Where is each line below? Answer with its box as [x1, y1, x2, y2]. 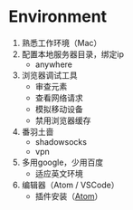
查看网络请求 [34, 92, 83, 103]
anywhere [34, 59, 73, 70]
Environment [8, 6, 108, 27]
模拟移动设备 [34, 103, 83, 114]
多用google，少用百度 [21, 157, 104, 167]
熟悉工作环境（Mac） [21, 37, 102, 48]
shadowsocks [34, 136, 88, 147]
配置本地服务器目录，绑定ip [21, 48, 124, 60]
